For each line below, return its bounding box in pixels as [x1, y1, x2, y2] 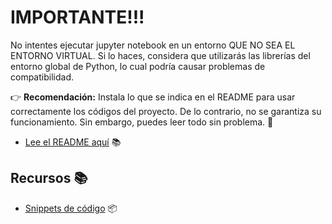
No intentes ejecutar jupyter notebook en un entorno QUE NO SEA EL [10, 39, 296, 51]
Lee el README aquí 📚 [24, 136, 122, 148]
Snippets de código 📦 [24, 202, 118, 214]
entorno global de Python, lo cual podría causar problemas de [10, 60, 266, 72]
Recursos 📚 [10, 170, 88, 187]
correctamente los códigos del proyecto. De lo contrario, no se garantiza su [10, 105, 322, 117]
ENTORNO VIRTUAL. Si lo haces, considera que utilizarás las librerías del [10, 49, 311, 61]
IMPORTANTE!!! [10, 6, 145, 29]
